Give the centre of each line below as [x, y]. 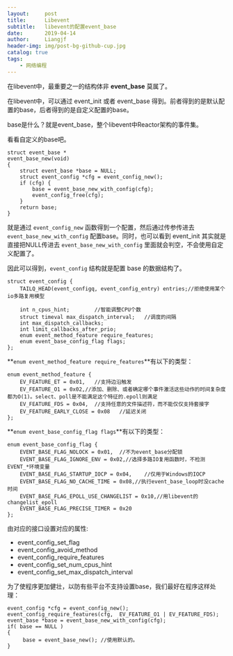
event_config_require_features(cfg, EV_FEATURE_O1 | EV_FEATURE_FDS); [113, 614]
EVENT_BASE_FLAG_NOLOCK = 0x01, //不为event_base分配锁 [101, 452]
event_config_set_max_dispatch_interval [75, 572]
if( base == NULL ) [35, 626]
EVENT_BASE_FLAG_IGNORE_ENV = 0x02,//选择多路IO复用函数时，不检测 [113, 459]
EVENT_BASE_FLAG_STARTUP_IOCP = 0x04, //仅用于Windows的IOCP [113, 474]
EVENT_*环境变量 [29, 467]
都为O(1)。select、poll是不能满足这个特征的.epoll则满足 [82, 397]
